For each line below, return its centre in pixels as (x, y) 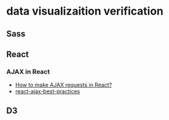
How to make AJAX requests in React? (63, 85)
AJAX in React (28, 71)
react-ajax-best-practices (48, 91)
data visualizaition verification (85, 11)
